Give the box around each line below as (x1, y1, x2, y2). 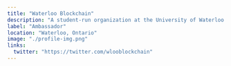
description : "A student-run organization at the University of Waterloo (7, 16, 225, 23)
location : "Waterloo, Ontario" (7, 29, 98, 36)
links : (7, 42, 26, 49)
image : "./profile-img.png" (7, 36, 89, 43)
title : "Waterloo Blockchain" (7, 10, 95, 17)
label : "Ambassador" (7, 23, 67, 30)
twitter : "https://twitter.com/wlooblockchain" (13, 49, 154, 56)
